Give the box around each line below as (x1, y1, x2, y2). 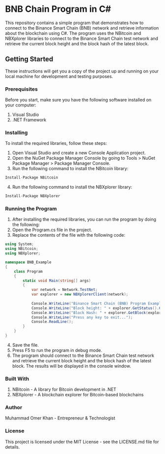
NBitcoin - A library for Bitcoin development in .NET (12, 386, 116, 392)
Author (5, 404, 23, 411)
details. (5, 444, 20, 450)
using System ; (5, 242, 34, 247)
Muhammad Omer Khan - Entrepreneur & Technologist (5, 415, 115, 421)
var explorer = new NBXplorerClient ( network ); (31, 292, 129, 297)
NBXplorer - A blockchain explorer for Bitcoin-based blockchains (12, 392, 144, 398)
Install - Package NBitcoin (5, 175, 58, 180)
